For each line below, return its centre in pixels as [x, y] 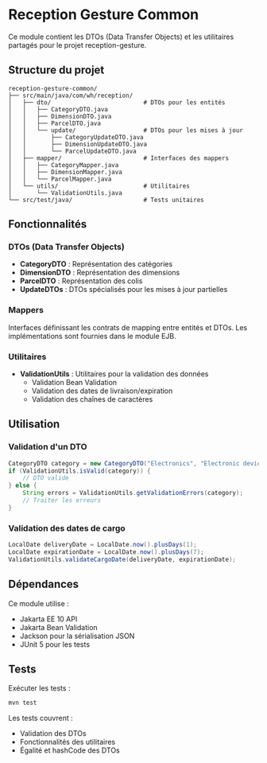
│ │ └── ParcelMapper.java [60, 179]
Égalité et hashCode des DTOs [70, 750]
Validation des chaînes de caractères [92, 399]
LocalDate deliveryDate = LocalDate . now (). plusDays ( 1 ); [103, 545]
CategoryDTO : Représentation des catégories [96, 264]
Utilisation [34, 424]
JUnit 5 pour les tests [54, 644]
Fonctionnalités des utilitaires [68, 742]
